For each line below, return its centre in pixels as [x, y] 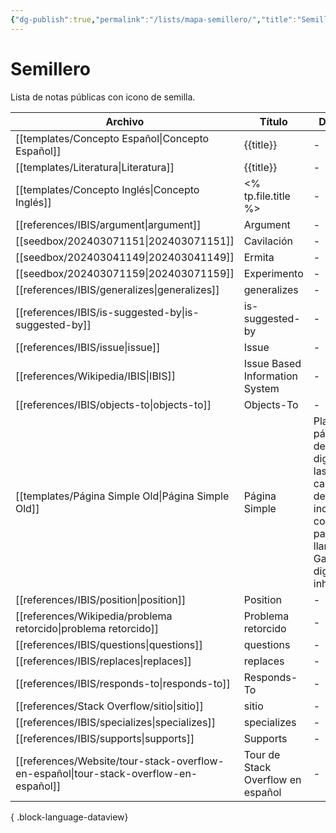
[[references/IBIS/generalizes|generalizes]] [117, 289]
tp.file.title [267, 196]
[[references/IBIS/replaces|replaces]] [103, 661]
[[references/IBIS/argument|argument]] [108, 224]
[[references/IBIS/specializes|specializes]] [115, 722]
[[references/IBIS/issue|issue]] [88, 347]
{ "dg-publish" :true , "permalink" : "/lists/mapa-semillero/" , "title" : [154, 19]
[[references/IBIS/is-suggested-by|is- [107, 312]
